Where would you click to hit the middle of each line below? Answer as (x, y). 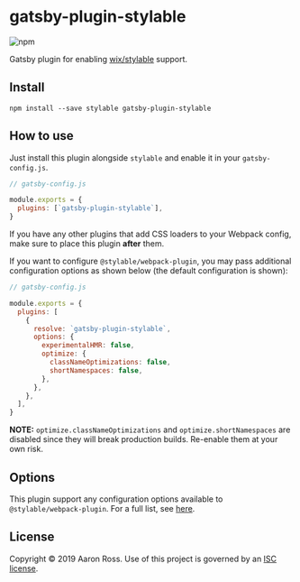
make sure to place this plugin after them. (87, 244)
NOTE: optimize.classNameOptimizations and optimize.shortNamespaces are (150, 430)
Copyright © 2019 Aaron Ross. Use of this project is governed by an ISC (143, 559)
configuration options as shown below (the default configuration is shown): (149, 271)
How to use (41, 136)
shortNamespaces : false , (96, 370)
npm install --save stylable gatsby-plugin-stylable (110, 108)
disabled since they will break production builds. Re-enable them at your (144, 439)
